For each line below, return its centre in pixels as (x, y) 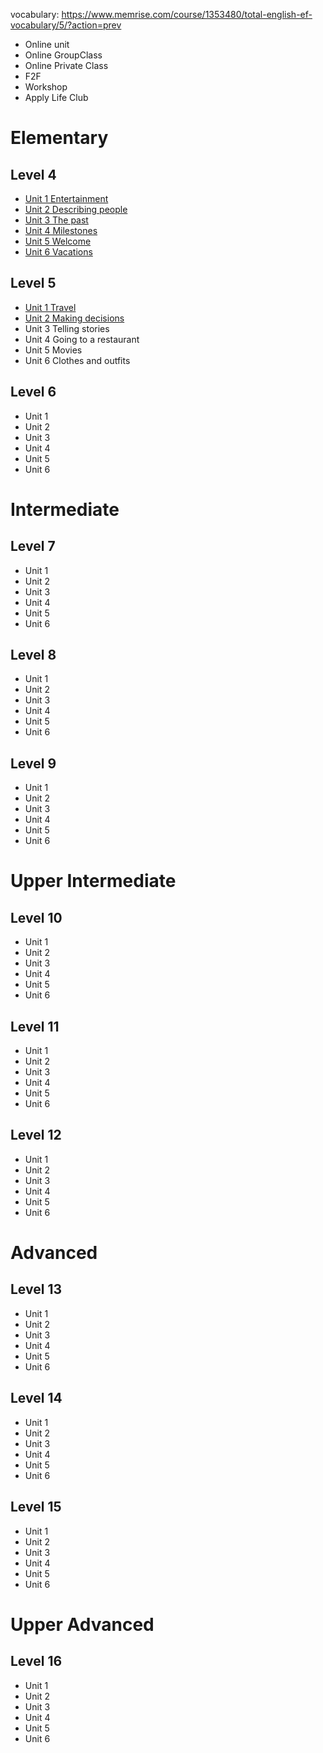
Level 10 (36, 917)
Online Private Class (66, 65)
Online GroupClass (63, 55)
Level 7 (33, 546)
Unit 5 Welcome (58, 241)
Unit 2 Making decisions (74, 318)
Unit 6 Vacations (58, 252)
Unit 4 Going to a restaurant (82, 339)
